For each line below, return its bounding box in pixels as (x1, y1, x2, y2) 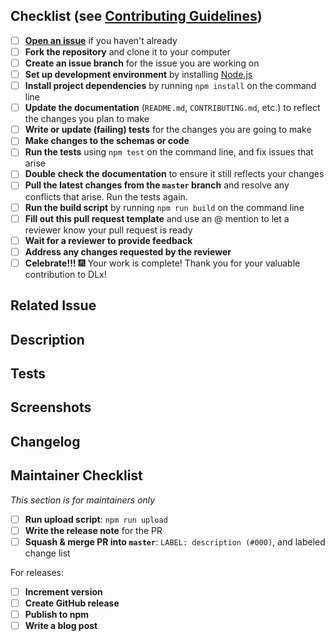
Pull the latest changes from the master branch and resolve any (24, 179, 290, 191)
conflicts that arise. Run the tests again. (24, 190, 188, 203)
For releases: (10, 566, 65, 578)
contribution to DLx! (24, 268, 107, 280)
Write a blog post (24, 619, 98, 631)
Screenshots (10, 399, 92, 416)
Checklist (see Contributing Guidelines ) (10, 8, 263, 25)
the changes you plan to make (24, 113, 150, 125)
